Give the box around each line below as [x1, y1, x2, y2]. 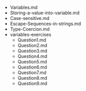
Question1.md [17, 37, 47, 43]
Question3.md [17, 48, 47, 54]
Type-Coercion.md [10, 26, 50, 32]
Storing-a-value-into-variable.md [10, 10, 80, 16]
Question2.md [17, 42, 48, 48]
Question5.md [17, 59, 47, 64]
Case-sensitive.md [10, 15, 50, 21]
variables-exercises [10, 32, 52, 37]
